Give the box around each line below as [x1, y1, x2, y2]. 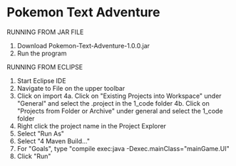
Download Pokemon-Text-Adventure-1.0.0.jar [16, 41, 150, 50]
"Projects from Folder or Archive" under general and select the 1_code [16, 106, 223, 115]
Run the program [16, 49, 67, 57]
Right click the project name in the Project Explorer [16, 121, 167, 130]
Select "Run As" [16, 129, 65, 138]
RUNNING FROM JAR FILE [6, 28, 84, 36]
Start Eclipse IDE [16, 76, 66, 85]
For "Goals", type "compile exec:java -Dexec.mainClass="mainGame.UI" [16, 144, 230, 153]
